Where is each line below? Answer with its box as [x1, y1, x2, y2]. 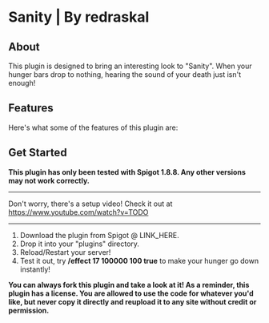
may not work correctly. [8, 176, 90, 185]
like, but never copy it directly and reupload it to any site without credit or [8, 297, 257, 306]
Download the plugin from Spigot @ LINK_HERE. [19, 230, 179, 240]
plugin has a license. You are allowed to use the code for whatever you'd [8, 289, 254, 298]
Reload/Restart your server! [19, 247, 111, 256]
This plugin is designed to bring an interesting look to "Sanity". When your [8, 61, 252, 71]
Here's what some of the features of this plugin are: [8, 123, 179, 132]
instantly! [19, 264, 50, 274]
